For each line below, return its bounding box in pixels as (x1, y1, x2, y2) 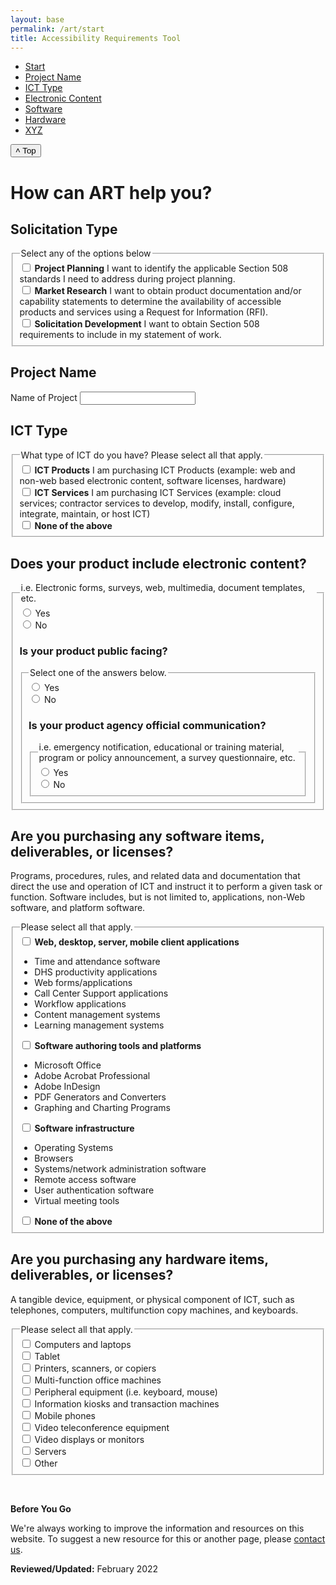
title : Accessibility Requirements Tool (10, 33, 182, 43)
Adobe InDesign (34, 1081, 101, 1093)
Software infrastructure (34, 1122, 135, 1135)
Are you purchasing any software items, (10, 828, 265, 845)
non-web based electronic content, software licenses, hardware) (19, 474, 287, 486)
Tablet (34, 1350, 61, 1362)
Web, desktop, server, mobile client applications (34, 936, 240, 948)
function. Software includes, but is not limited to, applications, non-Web (10, 891, 305, 903)
